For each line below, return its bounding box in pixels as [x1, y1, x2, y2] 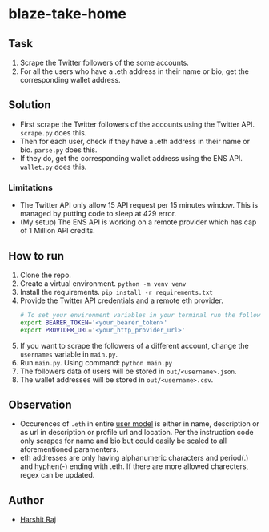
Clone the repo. [19, 270, 72, 280]
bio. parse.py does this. [19, 145, 98, 155]
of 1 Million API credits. [19, 226, 96, 236]
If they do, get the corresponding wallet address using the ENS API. [19, 153, 243, 163]
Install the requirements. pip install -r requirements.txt [19, 287, 214, 296]
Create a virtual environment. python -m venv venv [19, 278, 187, 288]
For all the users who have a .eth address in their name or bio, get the [19, 66, 250, 76]
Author [8, 494, 44, 507]
